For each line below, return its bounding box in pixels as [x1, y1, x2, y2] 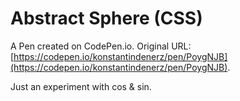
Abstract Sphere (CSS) [10, 7, 203, 30]
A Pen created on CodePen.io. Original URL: [10, 40, 192, 52]
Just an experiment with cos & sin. [10, 80, 152, 92]
